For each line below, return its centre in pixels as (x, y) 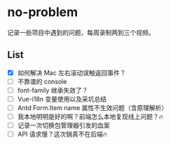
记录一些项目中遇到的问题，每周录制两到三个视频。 (81, 32)
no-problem (43, 12)
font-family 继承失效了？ (53, 90)
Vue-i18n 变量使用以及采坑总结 (62, 99)
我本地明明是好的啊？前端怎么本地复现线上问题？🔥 (90, 117)
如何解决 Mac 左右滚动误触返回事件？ (71, 72)
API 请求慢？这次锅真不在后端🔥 (62, 134)
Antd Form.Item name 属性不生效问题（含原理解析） (93, 108)
